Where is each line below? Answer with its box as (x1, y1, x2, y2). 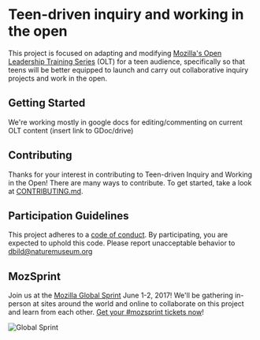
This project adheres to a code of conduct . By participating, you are (8, 230, 228, 240)
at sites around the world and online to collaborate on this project (32, 299, 244, 308)
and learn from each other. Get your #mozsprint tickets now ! (8, 308, 205, 317)
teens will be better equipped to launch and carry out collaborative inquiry (8, 65, 249, 74)
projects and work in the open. (8, 73, 108, 83)
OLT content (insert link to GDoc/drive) (8, 125, 134, 135)
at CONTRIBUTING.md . (8, 186, 84, 196)
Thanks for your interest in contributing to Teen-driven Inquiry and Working (8, 170, 253, 179)
